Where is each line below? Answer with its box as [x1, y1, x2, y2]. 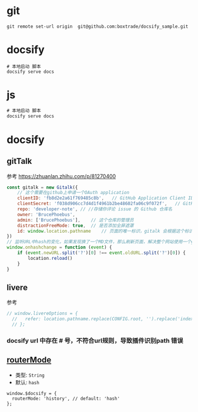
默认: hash [15, 378, 40, 386]
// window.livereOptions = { [6, 310, 78, 317]
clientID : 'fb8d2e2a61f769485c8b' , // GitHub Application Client [17, 195, 186, 201]
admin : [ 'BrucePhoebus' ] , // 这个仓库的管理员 [17, 217, 134, 223]
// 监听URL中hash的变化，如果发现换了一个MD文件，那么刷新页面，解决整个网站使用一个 [6, 239, 192, 245]
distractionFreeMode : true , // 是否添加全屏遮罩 [17, 222, 134, 229]
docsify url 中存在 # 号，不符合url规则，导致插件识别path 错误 [6, 336, 183, 344]
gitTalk [6, 156, 32, 166]
